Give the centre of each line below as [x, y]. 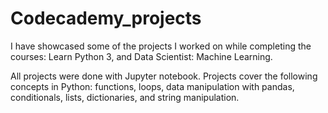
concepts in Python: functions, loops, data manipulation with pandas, [152, 86]
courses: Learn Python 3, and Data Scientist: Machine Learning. [141, 56]
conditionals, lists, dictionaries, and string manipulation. [125, 97]
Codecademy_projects [106, 18]
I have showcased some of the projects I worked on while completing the [161, 46]
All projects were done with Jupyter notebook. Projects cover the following [164, 76]
